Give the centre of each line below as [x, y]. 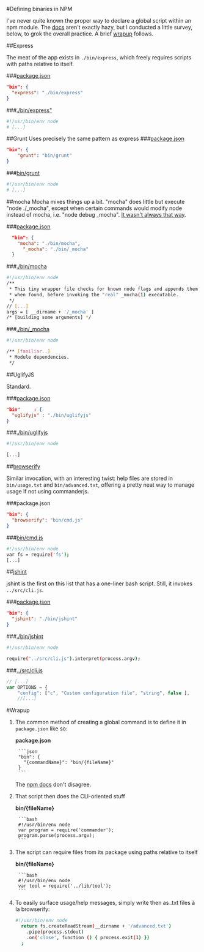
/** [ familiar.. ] [28, 351]
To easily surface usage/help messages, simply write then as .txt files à [105, 903]
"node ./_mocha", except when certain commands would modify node [94, 208]
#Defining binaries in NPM [39, 9]
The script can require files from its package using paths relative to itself [106, 852]
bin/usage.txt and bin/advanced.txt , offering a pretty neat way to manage [100, 485]
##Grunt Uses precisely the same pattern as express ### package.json [95, 139]
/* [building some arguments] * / [49, 318]
